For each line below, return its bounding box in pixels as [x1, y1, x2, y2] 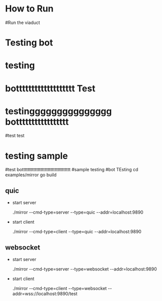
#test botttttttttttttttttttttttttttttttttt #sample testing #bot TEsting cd [5, 167, 138, 173]
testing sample [5, 150, 68, 161]
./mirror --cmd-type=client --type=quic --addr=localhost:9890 [12, 229, 142, 235]
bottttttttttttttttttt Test [5, 83, 95, 94]
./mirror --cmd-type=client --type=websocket [12, 286, 107, 291]
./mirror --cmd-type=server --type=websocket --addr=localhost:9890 [12, 266, 158, 272]
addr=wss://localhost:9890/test [12, 291, 78, 297]
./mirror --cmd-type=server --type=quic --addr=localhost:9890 [12, 209, 144, 215]
